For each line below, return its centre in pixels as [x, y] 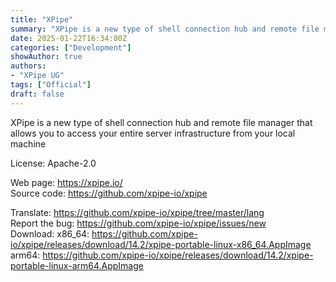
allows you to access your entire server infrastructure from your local [153, 133]
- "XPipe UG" [37, 76]
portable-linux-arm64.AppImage [77, 265]
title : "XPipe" [42, 19]
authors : [28, 66]
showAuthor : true [46, 57]
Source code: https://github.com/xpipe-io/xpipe [109, 193]
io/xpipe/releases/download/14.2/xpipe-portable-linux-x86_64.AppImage [161, 244]
